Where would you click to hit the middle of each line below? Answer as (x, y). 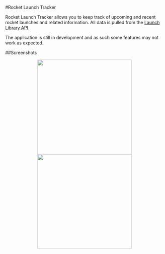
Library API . (17, 28)
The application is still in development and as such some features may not (82, 38)
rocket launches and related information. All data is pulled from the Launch (82, 22)
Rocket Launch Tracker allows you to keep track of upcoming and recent (80, 17)
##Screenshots (21, 53)
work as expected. (24, 43)
